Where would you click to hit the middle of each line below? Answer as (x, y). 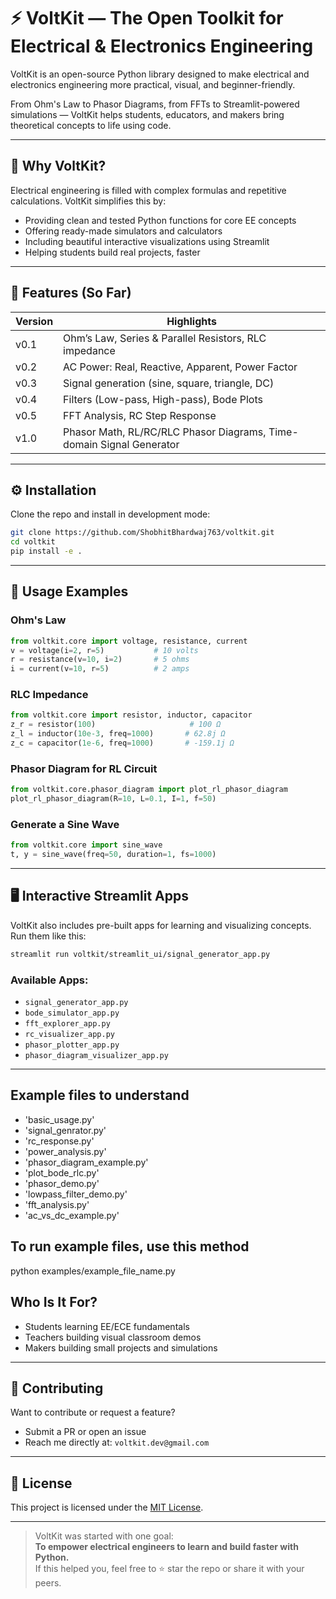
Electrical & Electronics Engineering (162, 46)
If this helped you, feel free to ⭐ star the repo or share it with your (169, 1569)
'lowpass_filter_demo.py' (76, 1194)
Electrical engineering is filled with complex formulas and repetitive (148, 190)
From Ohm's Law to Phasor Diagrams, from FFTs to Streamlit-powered (155, 104)
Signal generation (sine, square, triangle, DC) (169, 383)
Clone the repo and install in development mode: (110, 514)
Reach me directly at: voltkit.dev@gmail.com (117, 1442)
